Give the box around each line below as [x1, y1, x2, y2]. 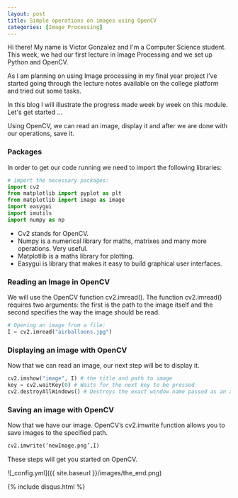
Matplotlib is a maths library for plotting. [17, 251, 135, 260]
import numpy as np [7, 216, 65, 223]
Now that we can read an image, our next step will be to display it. [7, 361, 200, 370]
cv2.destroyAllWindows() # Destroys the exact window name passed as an [7, 387, 227, 395]
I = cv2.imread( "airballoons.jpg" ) [7, 328, 113, 335]
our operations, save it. [7, 129, 74, 138]
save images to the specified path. [7, 429, 108, 437]
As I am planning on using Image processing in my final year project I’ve [7, 72, 217, 80]
